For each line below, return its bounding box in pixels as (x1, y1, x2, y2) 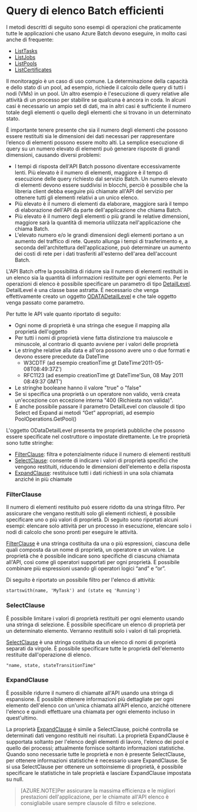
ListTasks (14, 47, 38, 54)
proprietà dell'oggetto (14, 328, 68, 335)
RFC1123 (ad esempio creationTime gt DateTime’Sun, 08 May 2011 (23, 371, 183, 378)
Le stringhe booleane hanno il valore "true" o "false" (14, 384, 142, 391)
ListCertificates (14, 66, 52, 73)
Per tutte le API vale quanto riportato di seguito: (6, 310, 122, 317)
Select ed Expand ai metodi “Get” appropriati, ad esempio (14, 409, 155, 416)
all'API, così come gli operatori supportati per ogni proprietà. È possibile (6, 559, 180, 566)
